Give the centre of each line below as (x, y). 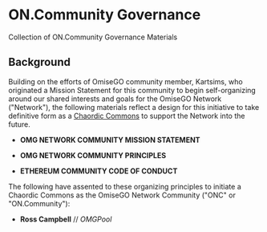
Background (39, 62)
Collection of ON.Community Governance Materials (93, 37)
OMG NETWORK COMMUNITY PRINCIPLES (93, 155)
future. (19, 124)
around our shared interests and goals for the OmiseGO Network (115, 99)
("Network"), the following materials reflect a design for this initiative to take (134, 107)
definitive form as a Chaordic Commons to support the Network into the (127, 116)
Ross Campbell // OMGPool (66, 219)
